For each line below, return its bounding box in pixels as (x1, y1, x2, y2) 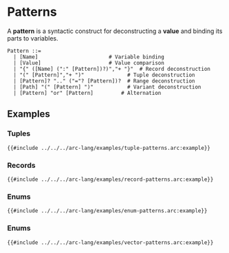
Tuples (7, 129, 31, 138)
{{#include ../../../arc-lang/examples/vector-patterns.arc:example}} (7, 239, 214, 246)
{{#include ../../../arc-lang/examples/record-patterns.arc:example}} (7, 176, 214, 183)
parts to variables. (7, 34, 58, 42)
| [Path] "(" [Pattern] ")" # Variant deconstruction (13, 83, 201, 90)
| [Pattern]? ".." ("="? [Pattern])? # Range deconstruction (13, 77, 195, 85)
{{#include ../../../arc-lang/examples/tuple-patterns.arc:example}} (7, 144, 211, 151)
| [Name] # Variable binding (13, 53, 165, 60)
